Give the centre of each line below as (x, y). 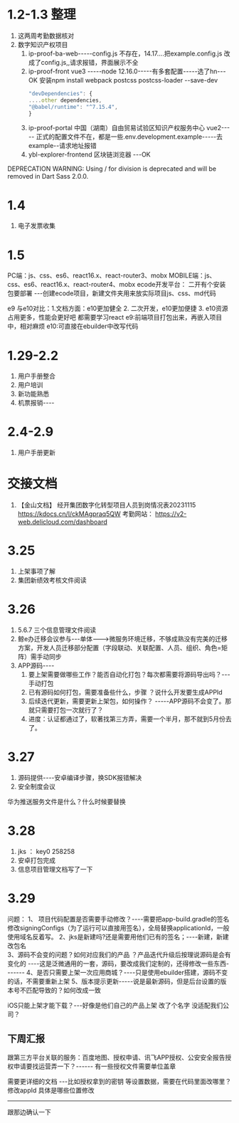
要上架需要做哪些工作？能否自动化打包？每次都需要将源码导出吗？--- (129, 674)
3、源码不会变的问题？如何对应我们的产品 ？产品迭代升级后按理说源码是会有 (119, 954)
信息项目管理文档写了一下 (55, 869)
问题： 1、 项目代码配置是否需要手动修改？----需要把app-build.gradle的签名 (118, 919)
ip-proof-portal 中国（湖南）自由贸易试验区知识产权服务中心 (116, 128)
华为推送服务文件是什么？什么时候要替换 (67, 801)
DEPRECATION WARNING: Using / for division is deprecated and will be (112, 169)
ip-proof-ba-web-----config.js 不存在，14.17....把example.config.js (125, 53)
